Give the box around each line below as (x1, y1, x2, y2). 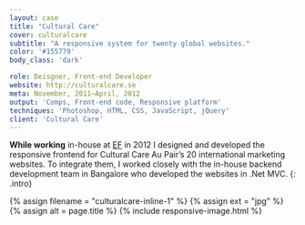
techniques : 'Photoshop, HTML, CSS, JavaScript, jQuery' (9, 106, 230, 115)
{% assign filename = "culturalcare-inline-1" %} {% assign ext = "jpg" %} (9, 196, 284, 207)
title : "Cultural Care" (9, 22, 100, 31)
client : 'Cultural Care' (9, 115, 104, 124)
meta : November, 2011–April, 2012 (9, 88, 141, 98)
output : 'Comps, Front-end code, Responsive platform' (9, 97, 222, 107)
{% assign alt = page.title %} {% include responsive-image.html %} (9, 206, 262, 217)
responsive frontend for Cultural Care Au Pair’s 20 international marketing (9, 149, 286, 160)
